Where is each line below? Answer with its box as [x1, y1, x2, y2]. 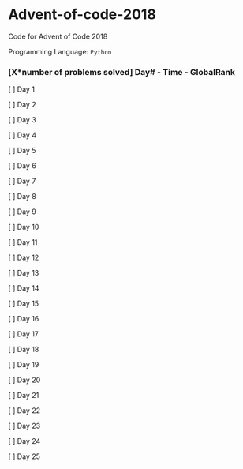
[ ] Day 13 [8, 268, 39, 278]
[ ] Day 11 [8, 238, 38, 247]
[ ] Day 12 [8, 253, 39, 262]
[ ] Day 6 [8, 161, 37, 171]
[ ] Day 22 [8, 406, 41, 415]
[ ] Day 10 [8, 223, 39, 232]
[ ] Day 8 [8, 192, 37, 201]
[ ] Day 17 [8, 329, 39, 339]
